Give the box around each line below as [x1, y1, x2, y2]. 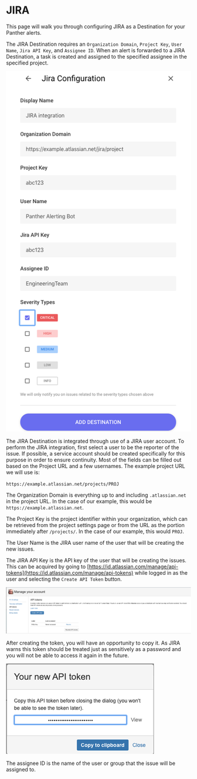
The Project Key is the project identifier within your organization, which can [6, 515, 188, 522]
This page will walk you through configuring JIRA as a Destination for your [6, 23, 186, 30]
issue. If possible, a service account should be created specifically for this [6, 450, 186, 457]
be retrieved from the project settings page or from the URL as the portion [6, 521, 185, 528]
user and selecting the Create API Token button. [6, 575, 122, 582]
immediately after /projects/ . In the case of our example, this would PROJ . [6, 528, 185, 535]
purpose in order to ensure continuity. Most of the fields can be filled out [6, 456, 182, 463]
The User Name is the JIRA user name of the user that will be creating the [6, 539, 184, 546]
